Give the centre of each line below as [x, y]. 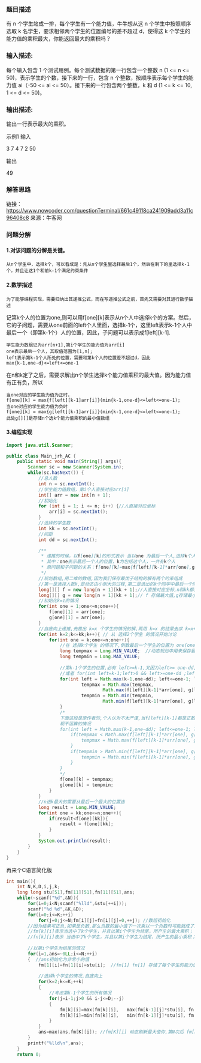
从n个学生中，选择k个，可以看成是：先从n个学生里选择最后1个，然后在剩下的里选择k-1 [98, 265]
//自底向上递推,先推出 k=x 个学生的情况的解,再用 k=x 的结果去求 [110, 629]
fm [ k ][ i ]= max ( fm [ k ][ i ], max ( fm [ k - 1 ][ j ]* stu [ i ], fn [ [128, 1010]
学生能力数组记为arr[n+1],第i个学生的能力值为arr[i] [66, 345]
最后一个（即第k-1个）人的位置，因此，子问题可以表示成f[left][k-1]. [88, 332]
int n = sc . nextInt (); [66, 484]
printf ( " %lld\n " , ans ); [56, 1043]
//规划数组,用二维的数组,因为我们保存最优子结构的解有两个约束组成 [110, 578]
